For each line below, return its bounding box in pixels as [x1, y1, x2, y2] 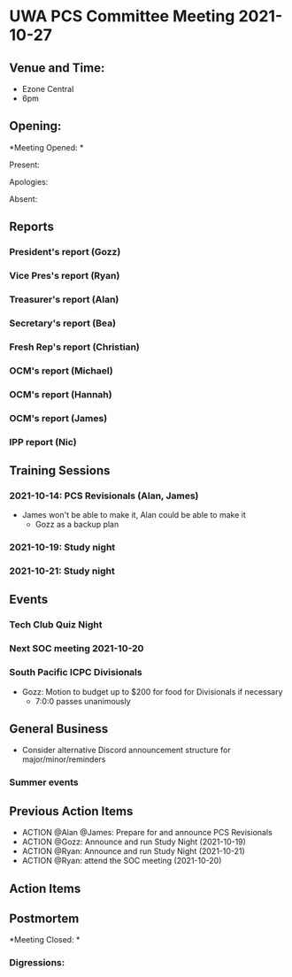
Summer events [9, 776, 79, 789]
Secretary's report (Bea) [9, 317, 117, 329]
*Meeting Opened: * [9, 142, 84, 152]
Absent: [9, 193, 38, 204]
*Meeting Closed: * [9, 935, 81, 945]
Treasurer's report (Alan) [9, 293, 119, 305]
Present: [9, 159, 40, 170]
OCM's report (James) [9, 412, 108, 424]
